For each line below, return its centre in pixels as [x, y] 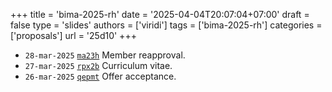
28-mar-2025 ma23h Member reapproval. [105, 55]
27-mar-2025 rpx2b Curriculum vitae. [98, 65]
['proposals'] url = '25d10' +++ [73, 35]
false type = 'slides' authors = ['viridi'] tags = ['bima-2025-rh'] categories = [166, 25]
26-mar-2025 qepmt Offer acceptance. [100, 76]
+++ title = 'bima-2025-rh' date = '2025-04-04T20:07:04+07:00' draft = [160, 14]
